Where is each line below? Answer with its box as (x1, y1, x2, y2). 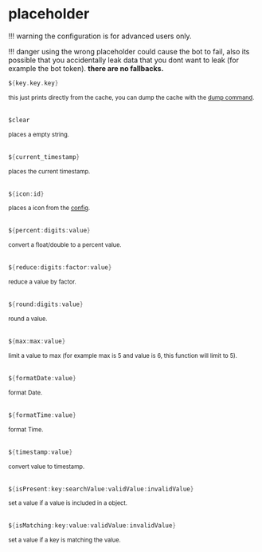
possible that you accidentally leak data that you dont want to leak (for (8, 55, 239, 65)
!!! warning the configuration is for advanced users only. (8, 31, 193, 41)
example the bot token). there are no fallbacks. (8, 63, 164, 73)
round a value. (8, 315, 48, 324)
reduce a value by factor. (8, 278, 77, 286)
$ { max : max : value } (8, 337, 66, 346)
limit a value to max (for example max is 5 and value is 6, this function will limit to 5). (8, 351, 237, 359)
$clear (8, 116, 30, 124)
